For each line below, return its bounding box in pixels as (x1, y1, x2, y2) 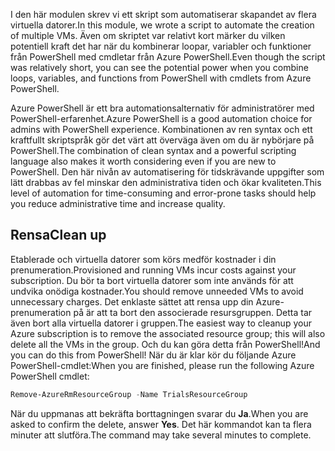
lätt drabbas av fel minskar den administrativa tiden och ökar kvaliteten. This (10, 177, 322, 188)
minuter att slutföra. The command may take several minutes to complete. (10, 429, 312, 441)
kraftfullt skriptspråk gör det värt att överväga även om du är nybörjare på (10, 134, 315, 146)
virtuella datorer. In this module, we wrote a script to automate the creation (10, 19, 315, 31)
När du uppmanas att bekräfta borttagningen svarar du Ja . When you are (10, 407, 309, 419)
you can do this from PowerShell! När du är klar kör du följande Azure (10, 349, 297, 361)
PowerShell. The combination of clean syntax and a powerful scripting (10, 145, 297, 156)
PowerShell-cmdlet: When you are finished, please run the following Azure (10, 359, 315, 371)
